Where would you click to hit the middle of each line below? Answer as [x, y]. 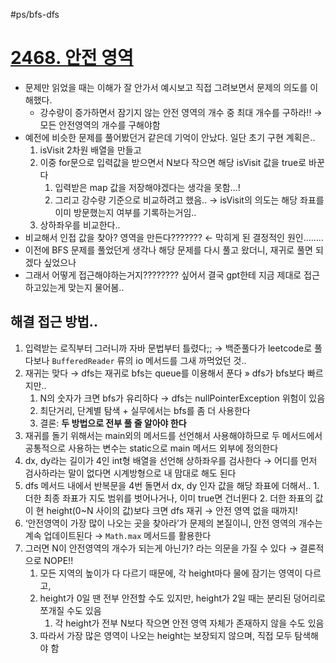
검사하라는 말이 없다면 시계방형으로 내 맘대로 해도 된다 [130, 473]
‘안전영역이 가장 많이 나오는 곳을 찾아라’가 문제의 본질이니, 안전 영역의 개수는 [173, 523]
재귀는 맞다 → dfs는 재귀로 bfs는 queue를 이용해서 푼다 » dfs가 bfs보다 [164, 373]
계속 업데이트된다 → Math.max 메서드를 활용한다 [118, 535]
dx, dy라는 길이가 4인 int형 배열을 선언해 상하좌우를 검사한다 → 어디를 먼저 [171, 460]
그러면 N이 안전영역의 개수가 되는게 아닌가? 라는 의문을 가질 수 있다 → [161, 548]
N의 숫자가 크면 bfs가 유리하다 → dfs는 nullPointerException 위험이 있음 [182, 398]
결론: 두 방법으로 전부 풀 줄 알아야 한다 [113, 423]
